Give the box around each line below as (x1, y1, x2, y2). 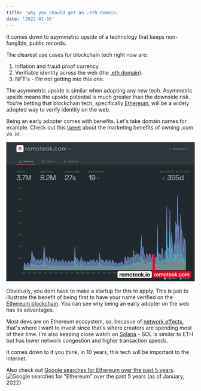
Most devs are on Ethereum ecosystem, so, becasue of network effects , (6, 318, 184, 325)
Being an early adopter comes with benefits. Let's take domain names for (6, 117, 187, 125)
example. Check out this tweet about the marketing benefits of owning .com (6, 124, 193, 131)
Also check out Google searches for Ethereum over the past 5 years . (6, 367, 175, 374)
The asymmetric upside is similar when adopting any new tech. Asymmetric (6, 87, 193, 94)
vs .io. (6, 130, 22, 137)
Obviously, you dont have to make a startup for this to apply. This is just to (6, 287, 189, 295)
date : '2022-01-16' (6, 16, 55, 22)
